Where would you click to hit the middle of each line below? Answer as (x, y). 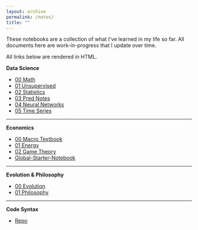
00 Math (25, 79)
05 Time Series (33, 111)
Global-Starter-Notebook (45, 158)
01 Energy (27, 145)
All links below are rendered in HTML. (52, 57)
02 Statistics (30, 92)
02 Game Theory (35, 152)
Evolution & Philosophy (35, 175)
